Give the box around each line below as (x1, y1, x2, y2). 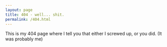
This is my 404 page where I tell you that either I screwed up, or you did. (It (5, 31, 162, 37)
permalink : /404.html (5, 17, 51, 22)
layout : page (5, 7, 33, 13)
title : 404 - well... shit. (5, 12, 65, 17)
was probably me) (5, 36, 43, 42)
